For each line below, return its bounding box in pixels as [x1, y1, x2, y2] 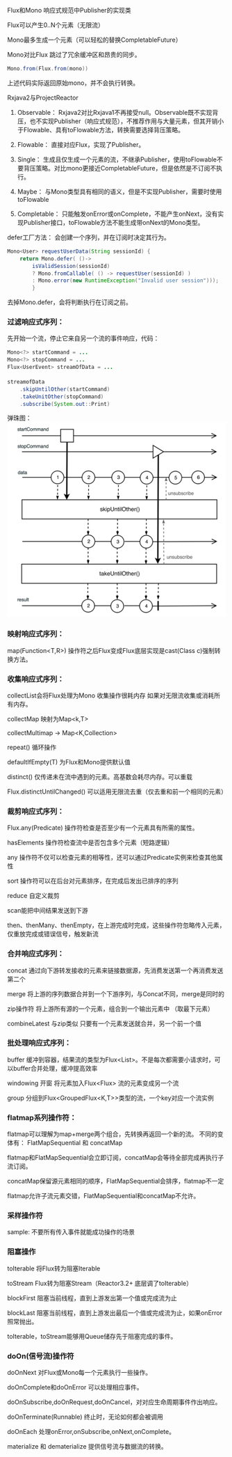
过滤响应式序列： [7, 317, 65, 327]
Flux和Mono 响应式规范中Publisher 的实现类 [7, 6, 131, 14]
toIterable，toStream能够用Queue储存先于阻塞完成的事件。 [7, 1332, 177, 1340]
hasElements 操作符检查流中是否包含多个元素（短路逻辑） [7, 838, 174, 847]
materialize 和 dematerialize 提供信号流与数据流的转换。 [7, 1442, 168, 1450]
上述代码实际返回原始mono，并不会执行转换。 [7, 79, 140, 87]
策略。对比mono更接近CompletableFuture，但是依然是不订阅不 [35, 164, 217, 172]
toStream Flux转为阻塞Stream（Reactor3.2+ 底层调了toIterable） [7, 1279, 193, 1287]
